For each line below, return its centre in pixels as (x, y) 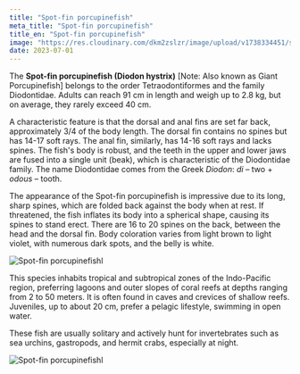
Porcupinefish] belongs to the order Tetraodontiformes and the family (137, 86)
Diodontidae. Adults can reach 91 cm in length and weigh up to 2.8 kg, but (145, 96)
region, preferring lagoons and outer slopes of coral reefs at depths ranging (149, 287)
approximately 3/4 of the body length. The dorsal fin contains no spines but (148, 131)
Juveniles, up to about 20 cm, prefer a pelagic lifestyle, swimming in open (145, 307)
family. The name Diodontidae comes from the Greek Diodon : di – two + (141, 170)
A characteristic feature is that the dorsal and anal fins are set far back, (140, 122)
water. (21, 316)
